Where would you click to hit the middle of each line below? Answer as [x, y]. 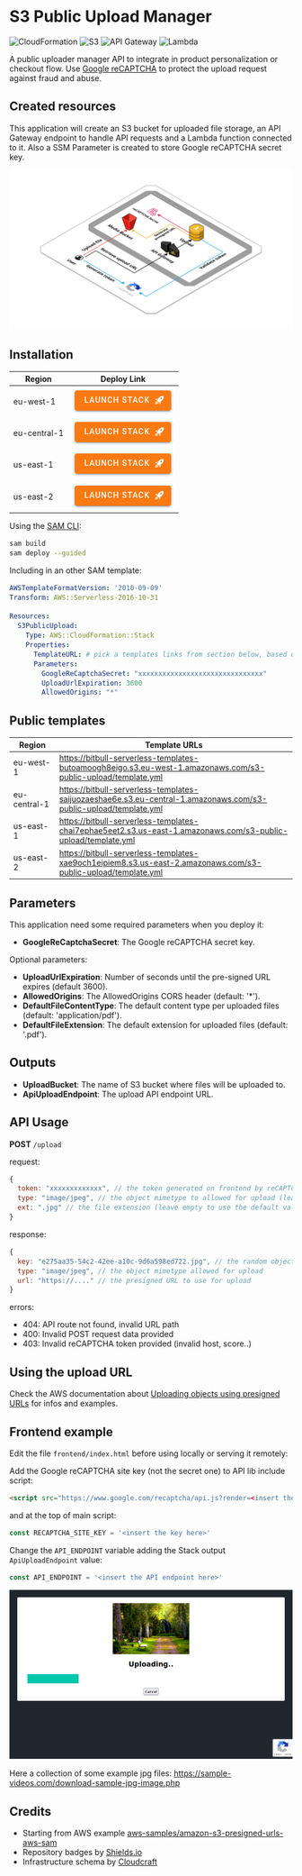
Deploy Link [123, 378]
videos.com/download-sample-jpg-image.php [95, 1783]
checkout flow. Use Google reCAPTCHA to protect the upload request [138, 68]
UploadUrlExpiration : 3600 [92, 683]
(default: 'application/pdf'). [72, 1015]
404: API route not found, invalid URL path [101, 1325]
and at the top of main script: [63, 1515]
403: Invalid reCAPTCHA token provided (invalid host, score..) [137, 1343]
